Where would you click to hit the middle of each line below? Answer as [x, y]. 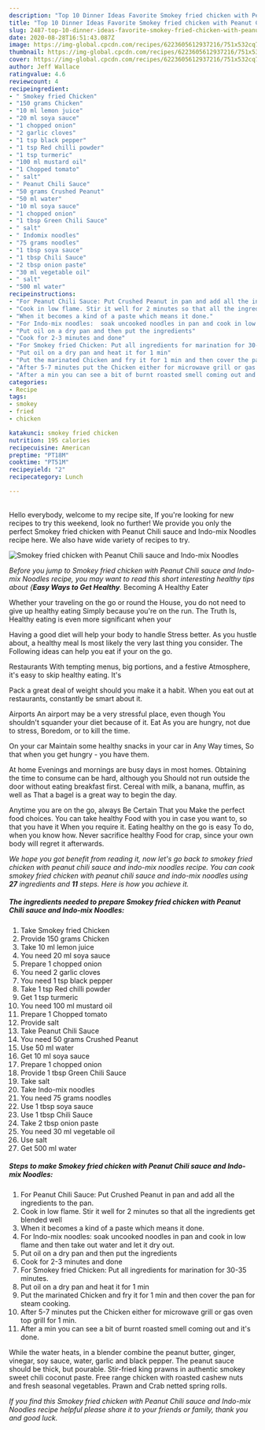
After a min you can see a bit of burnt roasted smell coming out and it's [135, 1328]
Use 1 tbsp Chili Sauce [57, 1115]
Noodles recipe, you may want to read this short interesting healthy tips [138, 579]
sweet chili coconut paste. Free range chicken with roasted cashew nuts [126, 1377]
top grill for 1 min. [48, 1320]
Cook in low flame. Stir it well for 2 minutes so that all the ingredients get [138, 1211]
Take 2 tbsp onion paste [59, 1123]
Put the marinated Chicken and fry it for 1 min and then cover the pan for [138, 1295]
